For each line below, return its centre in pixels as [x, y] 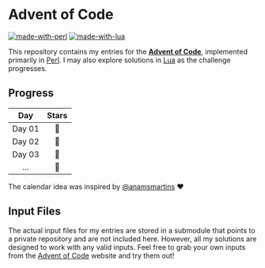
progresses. [28, 68]
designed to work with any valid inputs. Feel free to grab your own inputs [127, 247]
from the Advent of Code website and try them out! [91, 255]
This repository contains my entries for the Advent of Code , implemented [128, 51]
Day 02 [26, 141]
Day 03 [26, 154]
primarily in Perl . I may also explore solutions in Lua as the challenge [119, 60]
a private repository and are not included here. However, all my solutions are [132, 239]
